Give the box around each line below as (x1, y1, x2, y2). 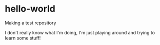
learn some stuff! (5, 35, 41, 41)
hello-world (5, 3, 56, 15)
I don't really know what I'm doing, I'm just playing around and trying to (5, 29, 155, 35)
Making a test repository (5, 20, 56, 26)
